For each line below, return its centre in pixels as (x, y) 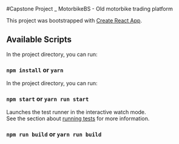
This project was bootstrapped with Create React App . (74, 20)
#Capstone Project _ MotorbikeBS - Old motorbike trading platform (89, 9)
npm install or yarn (35, 70)
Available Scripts (39, 40)
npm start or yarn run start (48, 99)
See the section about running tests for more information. (78, 118)
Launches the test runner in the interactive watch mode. (76, 112)
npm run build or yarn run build (54, 134)
